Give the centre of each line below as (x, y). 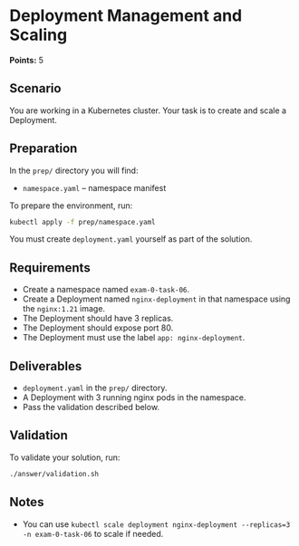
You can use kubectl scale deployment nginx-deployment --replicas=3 (156, 524)
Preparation (43, 149)
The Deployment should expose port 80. (98, 328)
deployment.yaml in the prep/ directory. (95, 388)
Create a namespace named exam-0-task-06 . (106, 290)
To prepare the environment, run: (71, 206)
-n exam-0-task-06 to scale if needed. (93, 533)
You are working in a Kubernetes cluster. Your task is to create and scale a (148, 110)
